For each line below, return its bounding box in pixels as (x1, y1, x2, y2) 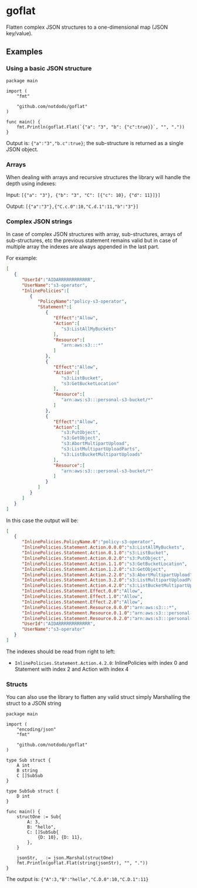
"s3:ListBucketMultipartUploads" (61, 451, 143, 458)
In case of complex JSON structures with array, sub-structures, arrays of (6, 231, 182, 238)
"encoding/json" (16, 726, 57, 732)
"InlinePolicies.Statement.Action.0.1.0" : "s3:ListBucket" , (21, 550, 169, 556)
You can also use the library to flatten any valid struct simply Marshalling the (6, 694, 191, 701)
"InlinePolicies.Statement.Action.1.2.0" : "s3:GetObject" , (21, 566, 167, 572)
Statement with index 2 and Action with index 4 (14, 665, 129, 672)
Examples (6, 47, 43, 57)
